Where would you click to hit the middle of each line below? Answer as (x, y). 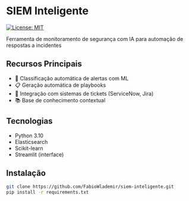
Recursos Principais (44, 64)
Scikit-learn (29, 148)
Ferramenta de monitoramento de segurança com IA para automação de (95, 39)
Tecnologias (29, 121)
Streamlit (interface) (39, 154)
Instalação (26, 173)
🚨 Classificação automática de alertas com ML (72, 78)
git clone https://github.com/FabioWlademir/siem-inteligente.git (90, 187)
